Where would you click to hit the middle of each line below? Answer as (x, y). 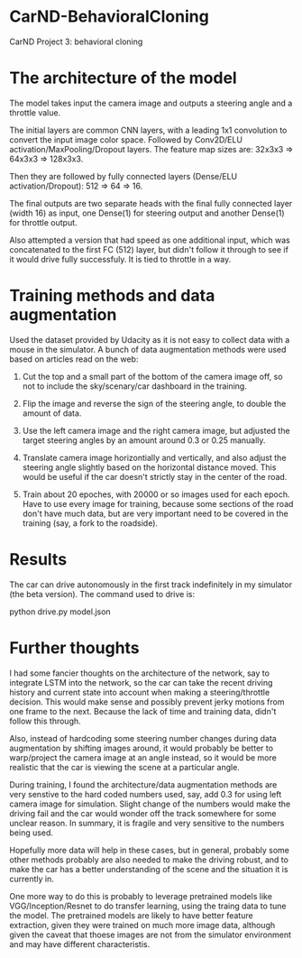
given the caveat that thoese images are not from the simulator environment (150, 935)
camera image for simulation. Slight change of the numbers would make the (150, 804)
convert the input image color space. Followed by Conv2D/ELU (126, 139)
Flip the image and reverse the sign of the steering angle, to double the (154, 403)
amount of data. (52, 413)
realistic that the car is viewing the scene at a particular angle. (125, 767)
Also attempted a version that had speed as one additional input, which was (150, 240)
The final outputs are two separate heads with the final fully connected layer (151, 203)
